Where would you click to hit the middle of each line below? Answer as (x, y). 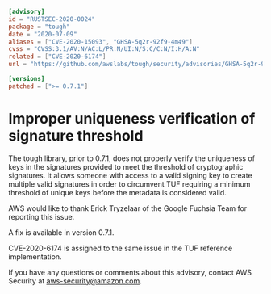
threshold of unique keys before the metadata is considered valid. (118, 192)
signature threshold (76, 135)
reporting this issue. (42, 216)
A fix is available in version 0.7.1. (61, 232)
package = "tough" (39, 27)
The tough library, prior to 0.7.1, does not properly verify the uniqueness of (132, 158)
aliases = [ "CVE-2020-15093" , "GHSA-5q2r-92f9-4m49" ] (101, 42)
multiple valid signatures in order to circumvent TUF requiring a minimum (129, 184)
